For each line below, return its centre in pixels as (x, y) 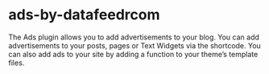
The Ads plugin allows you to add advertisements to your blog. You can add (134, 37)
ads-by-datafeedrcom (84, 15)
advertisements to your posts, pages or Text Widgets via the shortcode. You (135, 45)
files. (17, 63)
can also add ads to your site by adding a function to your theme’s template (133, 54)
